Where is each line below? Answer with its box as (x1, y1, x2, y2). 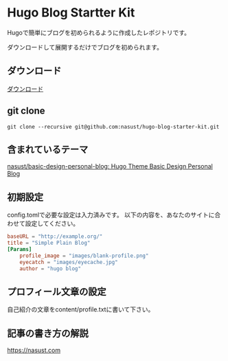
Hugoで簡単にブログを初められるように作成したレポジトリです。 (7, 28, 191, 36)
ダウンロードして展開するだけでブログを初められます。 (7, 43, 163, 51)
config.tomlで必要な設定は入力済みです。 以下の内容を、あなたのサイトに (7, 211, 215, 219)
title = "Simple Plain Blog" (7, 239, 91, 247)
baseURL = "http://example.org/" (7, 233, 103, 240)
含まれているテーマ (7, 143, 89, 155)
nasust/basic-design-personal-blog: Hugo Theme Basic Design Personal (7, 162, 213, 171)
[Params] (7, 245, 32, 252)
